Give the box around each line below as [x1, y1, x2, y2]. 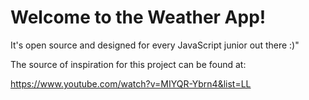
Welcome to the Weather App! [10, 6, 267, 29]
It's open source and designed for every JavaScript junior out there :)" [10, 39, 300, 51]
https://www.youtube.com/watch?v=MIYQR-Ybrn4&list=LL [10, 77, 252, 90]
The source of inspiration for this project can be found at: [10, 58, 247, 70]
